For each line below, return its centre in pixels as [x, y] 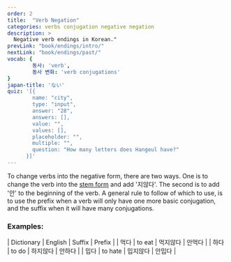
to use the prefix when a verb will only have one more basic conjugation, [112, 201]
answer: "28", [53, 111]
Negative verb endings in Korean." [65, 40]
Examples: [25, 226]
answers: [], [51, 117]
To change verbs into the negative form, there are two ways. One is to [107, 176]
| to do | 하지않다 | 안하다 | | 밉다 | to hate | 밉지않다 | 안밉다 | [92, 251]
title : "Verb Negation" [43, 20]
